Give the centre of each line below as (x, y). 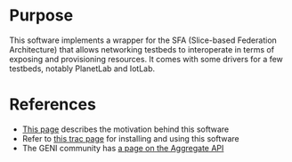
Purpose (41, 16)
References (53, 105)
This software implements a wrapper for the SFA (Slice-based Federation (143, 40)
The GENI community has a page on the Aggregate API (123, 148)
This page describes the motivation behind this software (126, 129)
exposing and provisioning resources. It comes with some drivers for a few (146, 59)
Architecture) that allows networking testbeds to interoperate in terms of (142, 49)
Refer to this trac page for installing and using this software (130, 138)
